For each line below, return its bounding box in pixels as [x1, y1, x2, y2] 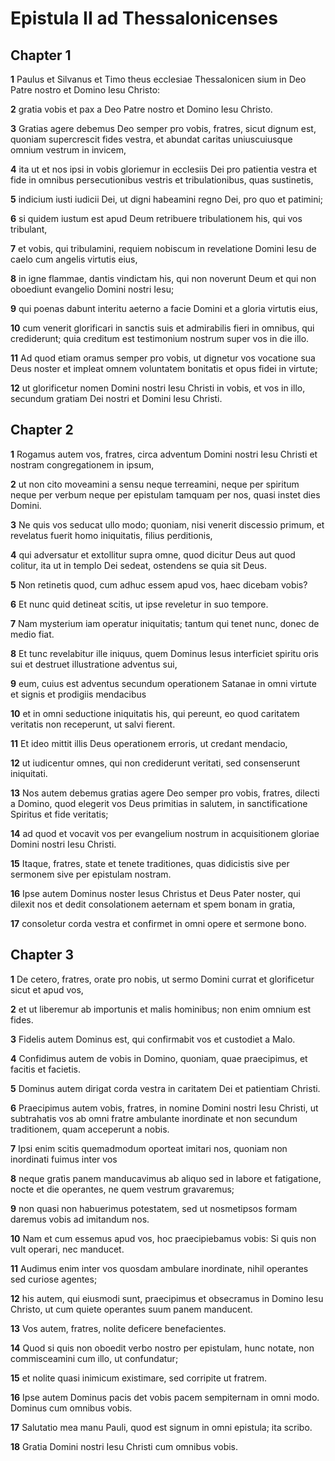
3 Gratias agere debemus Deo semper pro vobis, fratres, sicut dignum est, [10, 123, 317, 134]
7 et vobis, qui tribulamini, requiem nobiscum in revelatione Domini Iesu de [10, 243, 317, 254]
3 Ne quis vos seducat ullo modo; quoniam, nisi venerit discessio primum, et [10, 518, 325, 531]
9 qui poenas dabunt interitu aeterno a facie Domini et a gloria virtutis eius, [10, 303, 318, 314]
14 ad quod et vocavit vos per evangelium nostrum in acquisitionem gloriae [10, 827, 320, 839]
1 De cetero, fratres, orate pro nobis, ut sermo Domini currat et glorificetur [10, 973, 315, 985]
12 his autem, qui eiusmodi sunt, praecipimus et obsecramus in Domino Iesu [10, 1292, 324, 1304]
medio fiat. [10, 628, 55, 640]
